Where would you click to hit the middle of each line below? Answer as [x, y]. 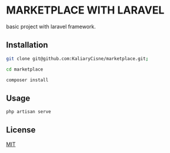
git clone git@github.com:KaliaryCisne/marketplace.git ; [77, 59]
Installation [27, 45]
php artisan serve [29, 112]
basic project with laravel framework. [51, 26]
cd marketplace [25, 69]
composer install [27, 80]
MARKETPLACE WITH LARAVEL [85, 10]
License [21, 130]
